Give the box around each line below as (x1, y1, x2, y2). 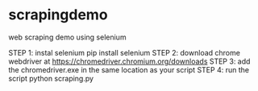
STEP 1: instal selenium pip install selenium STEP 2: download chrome (8, 48, 240, 57)
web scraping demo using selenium (8, 32, 127, 42)
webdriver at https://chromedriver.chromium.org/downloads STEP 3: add (8, 56, 251, 66)
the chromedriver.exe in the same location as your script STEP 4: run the (8, 64, 250, 74)
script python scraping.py (8, 73, 94, 83)
